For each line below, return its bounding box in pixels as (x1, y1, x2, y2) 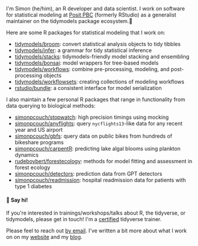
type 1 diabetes (14, 183, 52, 190)
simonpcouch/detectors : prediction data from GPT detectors (14, 170, 163, 177)
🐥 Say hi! (6, 196, 28, 203)
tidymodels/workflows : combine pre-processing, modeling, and (14, 66, 170, 73)
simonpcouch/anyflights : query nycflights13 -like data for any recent (14, 120, 183, 127)
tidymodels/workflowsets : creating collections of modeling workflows (14, 78, 184, 85)
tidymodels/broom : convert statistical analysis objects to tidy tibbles (14, 41, 181, 47)
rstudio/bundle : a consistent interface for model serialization (14, 85, 162, 91)
